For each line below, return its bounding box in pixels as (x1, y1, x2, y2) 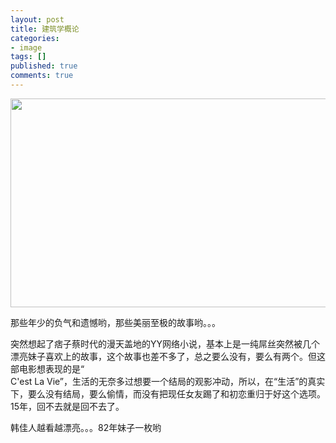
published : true (10, 61, 78, 71)
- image (10, 42, 43, 53)
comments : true (10, 71, 74, 81)
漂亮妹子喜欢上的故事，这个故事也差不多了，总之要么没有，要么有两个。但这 (10, 350, 326, 362)
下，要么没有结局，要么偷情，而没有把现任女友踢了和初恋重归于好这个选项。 (10, 387, 326, 400)
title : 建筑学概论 (10, 24, 80, 34)
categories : (10, 33, 60, 43)
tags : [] (10, 52, 47, 62)
